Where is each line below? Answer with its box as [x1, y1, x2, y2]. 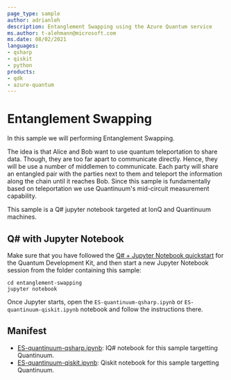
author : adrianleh [7, 17, 60, 24]
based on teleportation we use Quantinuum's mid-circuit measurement [7, 185, 209, 193]
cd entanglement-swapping [7, 279, 82, 286]
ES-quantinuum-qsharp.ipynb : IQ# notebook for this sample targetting [17, 343, 219, 352]
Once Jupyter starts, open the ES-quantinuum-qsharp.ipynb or [7, 298, 183, 306]
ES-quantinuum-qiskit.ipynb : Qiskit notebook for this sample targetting [17, 358, 220, 367]
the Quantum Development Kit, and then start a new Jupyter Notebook [7, 258, 209, 267]
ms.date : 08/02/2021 [7, 36, 67, 43]
